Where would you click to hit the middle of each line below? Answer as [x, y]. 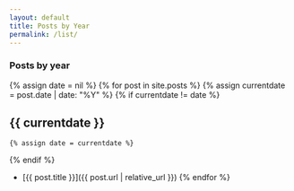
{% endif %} [32, 160]
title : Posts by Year [50, 26]
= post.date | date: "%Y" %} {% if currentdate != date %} [115, 94]
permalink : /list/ [43, 34]
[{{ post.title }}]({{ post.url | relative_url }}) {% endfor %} [126, 178]
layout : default [39, 17]
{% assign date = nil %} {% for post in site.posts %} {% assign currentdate [147, 85]
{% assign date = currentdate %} [72, 143]
